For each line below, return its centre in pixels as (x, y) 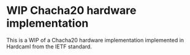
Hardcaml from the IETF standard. (49, 47)
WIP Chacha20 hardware (71, 11)
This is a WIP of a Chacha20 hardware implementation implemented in (95, 40)
